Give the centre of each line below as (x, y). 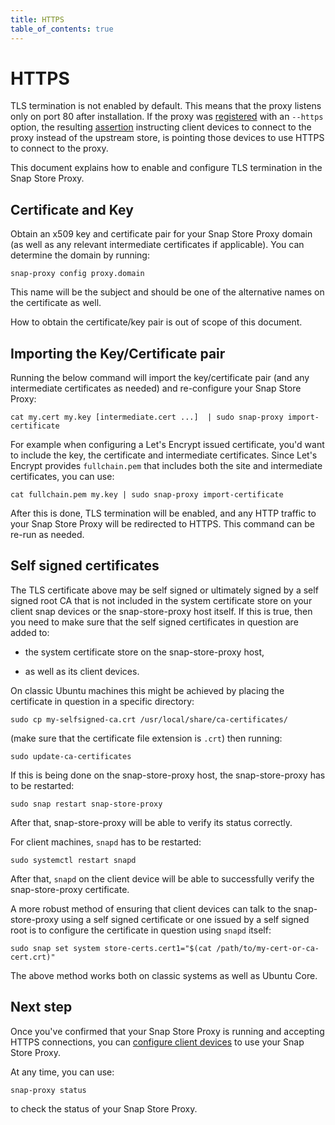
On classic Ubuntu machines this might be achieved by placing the (147, 690)
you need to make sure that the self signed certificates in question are (154, 622)
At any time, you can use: (62, 1072)
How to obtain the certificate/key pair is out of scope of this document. (156, 322)
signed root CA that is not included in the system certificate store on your (161, 600)
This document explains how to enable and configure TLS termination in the (166, 168)
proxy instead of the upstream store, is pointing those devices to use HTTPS (167, 138)
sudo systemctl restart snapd (73, 860)
